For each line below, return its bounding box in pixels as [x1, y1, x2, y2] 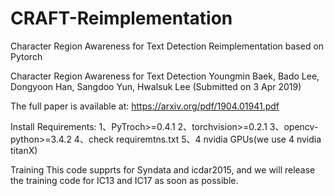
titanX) [10, 144, 38, 156]
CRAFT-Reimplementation [10, 7, 233, 30]
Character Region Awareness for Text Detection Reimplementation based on [10, 40, 325, 52]
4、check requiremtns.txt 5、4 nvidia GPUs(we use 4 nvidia [73, 133, 322, 145]
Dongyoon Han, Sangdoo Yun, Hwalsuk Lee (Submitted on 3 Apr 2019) [10, 80, 302, 92]
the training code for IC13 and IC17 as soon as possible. [10, 174, 239, 186]
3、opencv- [269, 120, 319, 132]
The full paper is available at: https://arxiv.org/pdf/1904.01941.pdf [10, 100, 280, 112]
